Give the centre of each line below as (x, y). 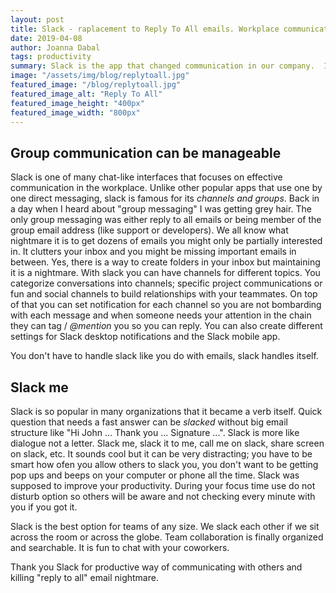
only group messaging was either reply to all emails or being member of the (166, 220)
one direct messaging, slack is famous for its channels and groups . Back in (165, 198)
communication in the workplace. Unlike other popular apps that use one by (166, 188)
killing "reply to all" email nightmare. (84, 577)
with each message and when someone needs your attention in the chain (161, 315)
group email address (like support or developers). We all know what (149, 230)
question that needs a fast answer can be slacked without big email (149, 422)
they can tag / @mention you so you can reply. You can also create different (166, 326)
